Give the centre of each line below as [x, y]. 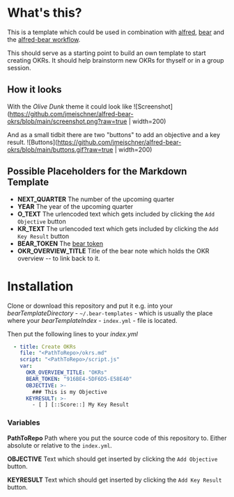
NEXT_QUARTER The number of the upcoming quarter [96, 199]
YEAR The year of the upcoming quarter [75, 206]
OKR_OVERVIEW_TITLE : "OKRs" [67, 372]
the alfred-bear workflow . [44, 39]
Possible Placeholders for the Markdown [97, 172]
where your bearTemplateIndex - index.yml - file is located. [92, 320]
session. [19, 68]
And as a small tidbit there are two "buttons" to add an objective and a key [114, 134]
